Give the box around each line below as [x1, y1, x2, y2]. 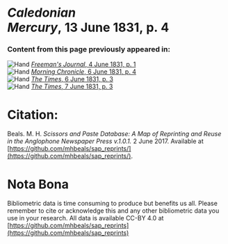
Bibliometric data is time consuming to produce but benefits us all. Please [7, 200, 218, 208]
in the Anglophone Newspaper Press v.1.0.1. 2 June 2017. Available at [7, 137, 204, 145]
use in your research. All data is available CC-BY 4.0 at [7, 214, 164, 222]
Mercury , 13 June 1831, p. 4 [7, 19, 170, 35]
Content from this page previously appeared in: [7, 44, 170, 54]
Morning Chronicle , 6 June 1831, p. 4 [31, 67, 137, 76]
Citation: [7, 106, 58, 122]
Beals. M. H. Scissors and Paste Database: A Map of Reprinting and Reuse [7, 130, 222, 138]
